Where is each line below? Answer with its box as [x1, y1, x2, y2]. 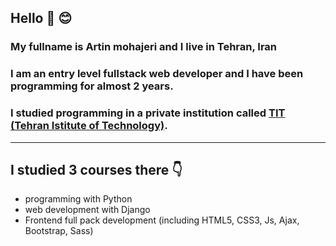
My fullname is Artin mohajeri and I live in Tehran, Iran [10, 40, 278, 54]
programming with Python [24, 193, 133, 205]
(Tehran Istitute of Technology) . [10, 119, 168, 133]
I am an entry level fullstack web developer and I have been [10, 67, 304, 81]
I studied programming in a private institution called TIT [10, 106, 286, 120]
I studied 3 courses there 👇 [10, 161, 183, 178]
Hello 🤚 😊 [10, 10, 73, 27]
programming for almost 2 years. [10, 79, 174, 93]
